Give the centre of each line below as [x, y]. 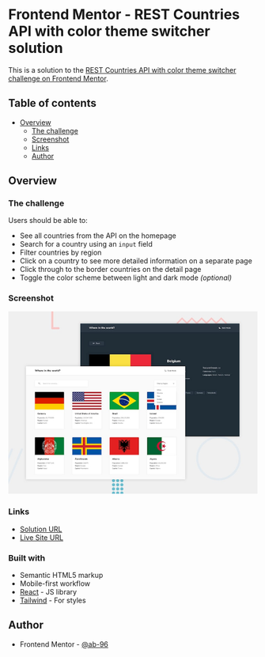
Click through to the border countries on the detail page [110, 270]
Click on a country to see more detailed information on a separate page [136, 261]
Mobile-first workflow [55, 583]
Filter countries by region [61, 253]
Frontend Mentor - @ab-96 [64, 644]
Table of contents [52, 103]
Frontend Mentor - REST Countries [124, 15]
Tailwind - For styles [53, 600]
